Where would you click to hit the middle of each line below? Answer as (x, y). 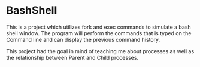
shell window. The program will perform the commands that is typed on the (99, 33)
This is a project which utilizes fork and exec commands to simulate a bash (99, 27)
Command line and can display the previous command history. (83, 39)
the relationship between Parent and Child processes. (72, 57)
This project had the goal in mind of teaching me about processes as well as (100, 51)
